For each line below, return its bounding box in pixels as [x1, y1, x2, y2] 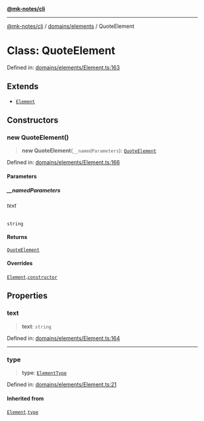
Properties [7, 291, 48, 301]
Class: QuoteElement [7, 44, 116, 58]
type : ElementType [21, 369, 67, 376]
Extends [7, 81, 39, 92]
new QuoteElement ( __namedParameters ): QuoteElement [21, 147, 157, 154]
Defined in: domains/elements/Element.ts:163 [7, 64, 120, 71]
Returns [7, 234, 28, 241]
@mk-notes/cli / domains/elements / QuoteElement [7, 22, 135, 30]
